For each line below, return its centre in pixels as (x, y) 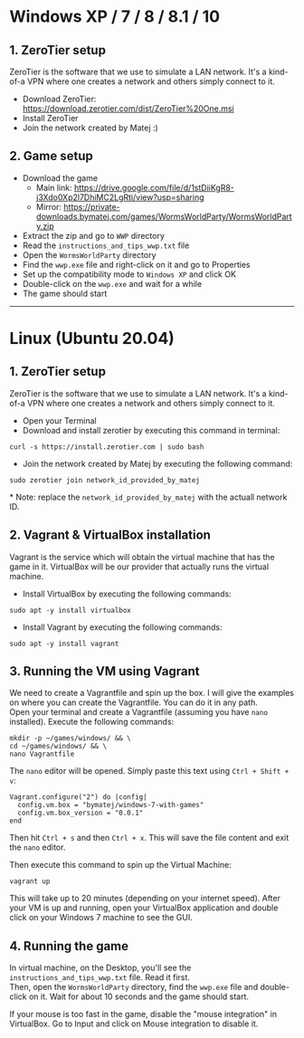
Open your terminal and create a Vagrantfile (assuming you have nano (139, 712)
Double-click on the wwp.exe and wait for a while (112, 283)
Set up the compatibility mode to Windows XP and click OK (129, 274)
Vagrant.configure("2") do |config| (78, 797)
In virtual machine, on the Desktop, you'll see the (100, 968)
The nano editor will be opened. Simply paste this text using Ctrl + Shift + (149, 771)
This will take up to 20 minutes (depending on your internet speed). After (145, 899)
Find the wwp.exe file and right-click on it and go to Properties (136, 264)
